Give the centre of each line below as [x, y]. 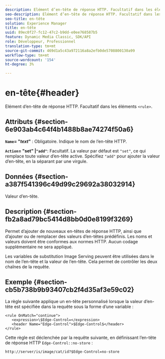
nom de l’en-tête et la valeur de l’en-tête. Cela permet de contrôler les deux [81, 261]
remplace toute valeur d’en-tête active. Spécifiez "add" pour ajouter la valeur [82, 156]
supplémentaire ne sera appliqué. [39, 247]
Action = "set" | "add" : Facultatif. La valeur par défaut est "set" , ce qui [75, 151]
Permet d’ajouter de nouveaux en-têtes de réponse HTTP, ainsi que [73, 231]
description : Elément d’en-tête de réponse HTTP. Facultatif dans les [79, 10]
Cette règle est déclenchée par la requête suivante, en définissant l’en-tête [81, 338]
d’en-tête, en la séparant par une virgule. [46, 161]
